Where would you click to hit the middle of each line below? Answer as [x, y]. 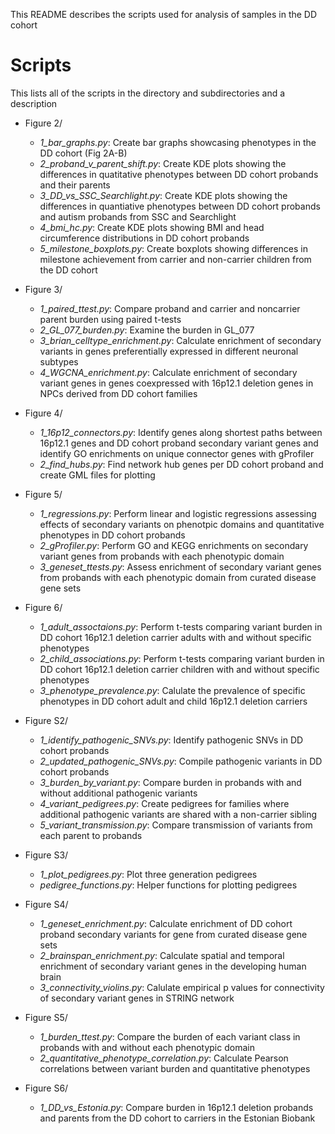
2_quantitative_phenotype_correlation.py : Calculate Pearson [164, 1058]
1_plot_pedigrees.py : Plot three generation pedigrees [148, 874]
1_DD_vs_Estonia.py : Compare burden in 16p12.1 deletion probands [176, 1107]
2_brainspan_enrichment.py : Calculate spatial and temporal [162, 955]
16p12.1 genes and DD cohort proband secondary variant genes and [179, 443]
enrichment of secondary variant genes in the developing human [173, 966]
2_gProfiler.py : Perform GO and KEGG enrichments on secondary [174, 545]
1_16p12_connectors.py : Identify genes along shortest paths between [181, 432]
